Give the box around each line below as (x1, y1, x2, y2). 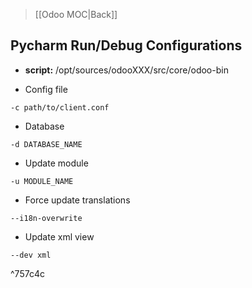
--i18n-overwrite (10, 213, 83, 223)
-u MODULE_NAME (10, 176, 74, 186)
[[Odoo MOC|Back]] (34, 9, 118, 20)
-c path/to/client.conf (10, 102, 110, 113)
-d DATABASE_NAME (10, 139, 83, 149)
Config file (24, 83, 68, 95)
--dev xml (10, 250, 52, 260)
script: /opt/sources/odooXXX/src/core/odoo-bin (24, 64, 229, 76)
